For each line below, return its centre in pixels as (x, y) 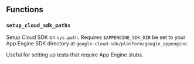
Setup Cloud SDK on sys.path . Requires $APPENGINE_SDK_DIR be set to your (96, 37)
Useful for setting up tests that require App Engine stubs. (75, 55)
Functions (25, 10)
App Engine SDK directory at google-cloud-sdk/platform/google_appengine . (97, 44)
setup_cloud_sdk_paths (38, 26)
